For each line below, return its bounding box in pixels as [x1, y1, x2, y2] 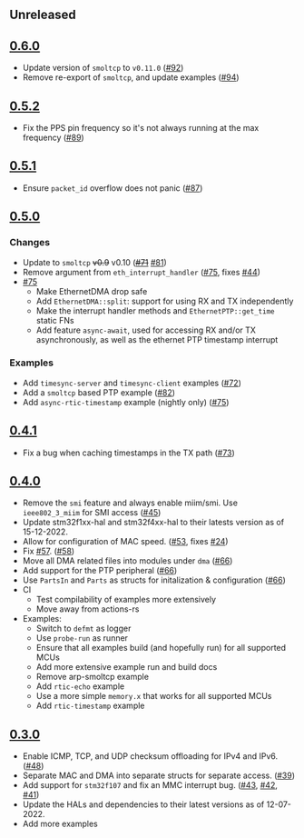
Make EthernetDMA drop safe [35, 285, 148, 296]
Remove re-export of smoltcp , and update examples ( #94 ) [22, 72, 240, 83]
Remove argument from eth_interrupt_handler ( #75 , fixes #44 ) [22, 266, 261, 277]
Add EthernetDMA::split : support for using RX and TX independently [35, 295, 294, 306]
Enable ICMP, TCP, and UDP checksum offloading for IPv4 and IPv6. [22, 751, 279, 762]
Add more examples [22, 818, 98, 830]
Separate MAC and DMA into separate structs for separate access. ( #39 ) [22, 770, 296, 781]
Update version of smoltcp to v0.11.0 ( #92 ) [22, 63, 184, 74]
